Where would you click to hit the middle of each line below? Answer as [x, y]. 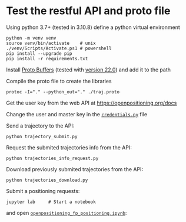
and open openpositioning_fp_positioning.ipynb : [67, 213]
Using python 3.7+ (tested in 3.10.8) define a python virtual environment [93, 27]
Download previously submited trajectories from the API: [74, 169]
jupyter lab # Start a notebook [51, 202]
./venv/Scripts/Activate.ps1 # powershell [59, 48]
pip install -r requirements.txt [47, 58]
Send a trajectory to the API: [40, 126]
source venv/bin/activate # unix [51, 43]
